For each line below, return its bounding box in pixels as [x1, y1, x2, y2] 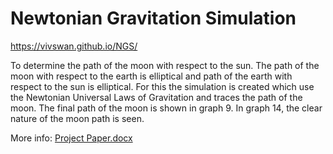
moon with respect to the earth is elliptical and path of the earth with [10, 70, 293, 82]
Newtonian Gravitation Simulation [10, 7, 297, 30]
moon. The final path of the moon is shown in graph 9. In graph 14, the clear [10, 102, 323, 114]
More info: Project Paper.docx [10, 132, 133, 144]
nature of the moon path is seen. [10, 112, 145, 124]
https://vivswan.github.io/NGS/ [10, 40, 138, 52]
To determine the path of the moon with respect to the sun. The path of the [10, 59, 320, 71]
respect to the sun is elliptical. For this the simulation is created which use [10, 80, 315, 92]
